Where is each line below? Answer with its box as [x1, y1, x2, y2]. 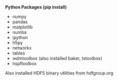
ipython [12, 34, 28, 40]
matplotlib [12, 24, 33, 30]
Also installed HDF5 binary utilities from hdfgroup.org [5, 70, 114, 76]
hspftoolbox [12, 61, 37, 66]
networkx [12, 45, 32, 51]
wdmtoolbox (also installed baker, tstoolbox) [12, 55, 103, 61]
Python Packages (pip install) [5, 4, 67, 10]
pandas [12, 19, 28, 25]
